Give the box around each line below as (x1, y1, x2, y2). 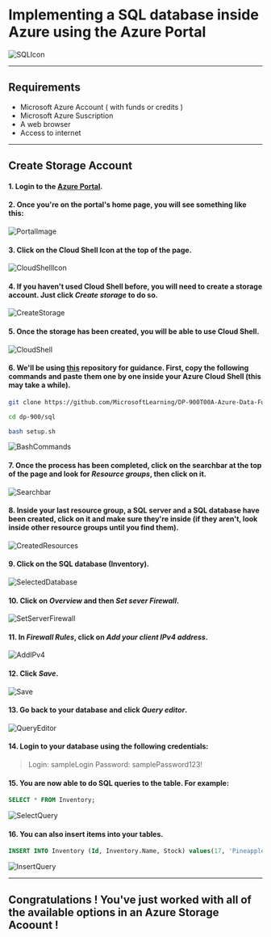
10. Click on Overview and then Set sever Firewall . (8, 596, 180, 606)
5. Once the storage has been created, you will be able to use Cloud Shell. (8, 326, 260, 336)
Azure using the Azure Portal (8, 23, 206, 41)
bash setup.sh (8, 427, 56, 436)
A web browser (19, 119, 71, 129)
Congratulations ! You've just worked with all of (8, 893, 252, 906)
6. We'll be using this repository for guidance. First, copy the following (8, 363, 249, 373)
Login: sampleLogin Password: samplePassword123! (27, 760, 203, 769)
